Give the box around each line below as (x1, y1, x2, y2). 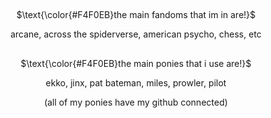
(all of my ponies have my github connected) (44, 96, 228, 108)
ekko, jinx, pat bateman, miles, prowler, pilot (45, 76, 227, 89)
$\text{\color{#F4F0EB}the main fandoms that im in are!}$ (16, 9, 256, 21)
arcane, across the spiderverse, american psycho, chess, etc (10, 28, 262, 40)
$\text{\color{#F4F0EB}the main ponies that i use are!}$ (20, 57, 252, 69)
